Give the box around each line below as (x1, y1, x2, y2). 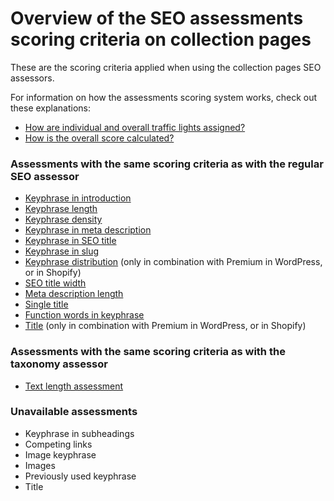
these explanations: (10, 102, 92, 114)
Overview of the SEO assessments (10, 7, 304, 30)
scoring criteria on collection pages (10, 28, 312, 51)
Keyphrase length (24, 203, 98, 215)
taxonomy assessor (10, 357, 108, 371)
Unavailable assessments (10, 405, 138, 419)
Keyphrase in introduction (24, 192, 132, 204)
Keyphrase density (24, 213, 103, 226)
